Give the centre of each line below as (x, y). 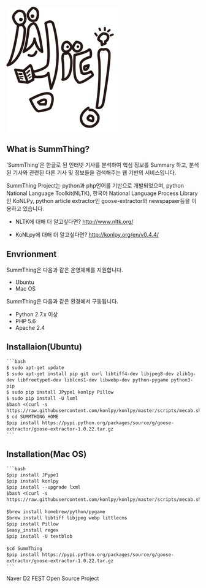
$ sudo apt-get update (35, 368)
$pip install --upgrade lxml (44, 487)
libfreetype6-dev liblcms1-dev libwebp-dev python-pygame (93, 380)
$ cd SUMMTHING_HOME (33, 417)
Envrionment (32, 254)
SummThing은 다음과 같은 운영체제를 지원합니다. (65, 270)
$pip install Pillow (33, 524)
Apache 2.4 (30, 327)
